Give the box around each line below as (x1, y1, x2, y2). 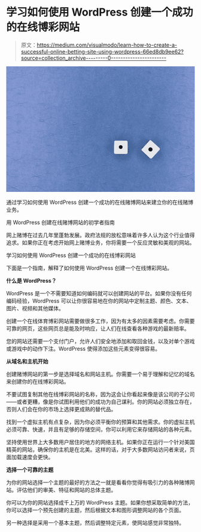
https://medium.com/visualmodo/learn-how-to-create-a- (36, 41, 178, 48)
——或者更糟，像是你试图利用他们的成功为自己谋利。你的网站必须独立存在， (6, 398, 195, 405)
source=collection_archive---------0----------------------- (20, 54, 166, 62)
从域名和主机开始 (6, 358, 48, 365)
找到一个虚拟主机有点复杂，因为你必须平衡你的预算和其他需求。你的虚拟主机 (6, 418, 195, 426)
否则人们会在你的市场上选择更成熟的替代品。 (6, 406, 117, 413)
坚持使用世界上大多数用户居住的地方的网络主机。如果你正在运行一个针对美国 (6, 439, 195, 446)
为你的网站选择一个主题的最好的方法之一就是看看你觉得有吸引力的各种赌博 (6, 479, 190, 486)
